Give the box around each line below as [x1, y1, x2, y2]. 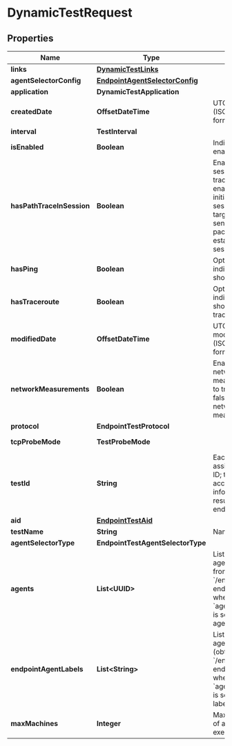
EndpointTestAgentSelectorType [96, 538, 206, 548]
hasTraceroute [10, 297, 60, 306]
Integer [96, 719, 122, 728]
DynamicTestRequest [7, 5, 133, 21]
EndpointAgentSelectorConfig [96, 76, 198, 85]
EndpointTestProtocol [96, 422, 170, 431]
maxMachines [10, 719, 59, 728]
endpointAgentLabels [10, 664, 84, 673]
